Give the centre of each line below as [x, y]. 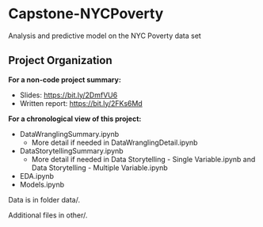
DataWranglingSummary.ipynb [69, 134]
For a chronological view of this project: [75, 119]
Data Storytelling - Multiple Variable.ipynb [99, 168]
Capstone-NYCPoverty [86, 14]
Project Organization [60, 61]
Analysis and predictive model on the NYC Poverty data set [105, 36]
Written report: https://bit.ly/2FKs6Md [81, 103]
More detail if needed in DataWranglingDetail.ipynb [114, 142]
